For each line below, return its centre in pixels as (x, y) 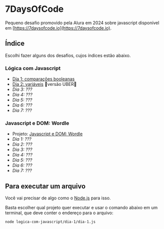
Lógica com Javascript (33, 68)
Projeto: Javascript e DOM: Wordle (47, 134)
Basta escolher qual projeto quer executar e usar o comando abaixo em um (82, 208)
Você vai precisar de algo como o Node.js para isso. (58, 198)
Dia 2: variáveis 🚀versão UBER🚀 (45, 84)
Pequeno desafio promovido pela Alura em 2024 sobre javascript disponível (82, 23)
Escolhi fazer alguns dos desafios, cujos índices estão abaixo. (68, 55)
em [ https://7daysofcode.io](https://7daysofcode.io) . (58, 28)
